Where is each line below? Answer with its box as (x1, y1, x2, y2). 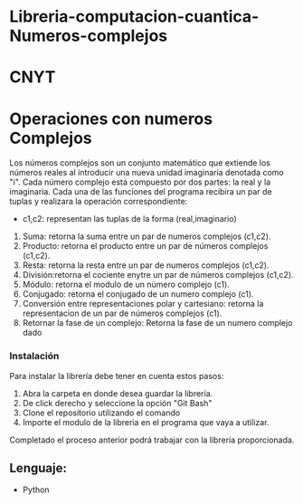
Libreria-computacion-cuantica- (9, 6, 260, 27)
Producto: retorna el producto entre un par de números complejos (22, 241, 269, 252)
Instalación (9, 350, 60, 363)
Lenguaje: (9, 461, 68, 476)
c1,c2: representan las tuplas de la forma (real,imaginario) (22, 214, 237, 224)
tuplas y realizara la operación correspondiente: (9, 196, 188, 207)
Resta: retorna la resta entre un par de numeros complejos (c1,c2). (22, 260, 270, 271)
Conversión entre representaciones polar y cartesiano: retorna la (22, 299, 264, 309)
